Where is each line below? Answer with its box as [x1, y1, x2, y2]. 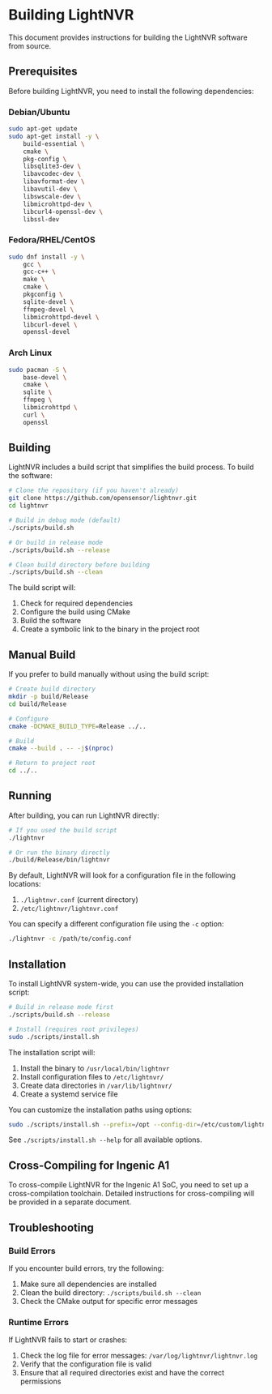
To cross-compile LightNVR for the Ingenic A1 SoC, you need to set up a [8, 1180, 249, 1190]
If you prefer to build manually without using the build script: [8, 669, 210, 679]
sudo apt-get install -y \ [8, 132, 100, 140]
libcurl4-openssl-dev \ [23, 207, 104, 216]
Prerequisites [8, 65, 78, 79]
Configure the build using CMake [19, 607, 131, 617]
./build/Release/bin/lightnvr [8, 856, 111, 864]
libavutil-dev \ [23, 185, 79, 194]
